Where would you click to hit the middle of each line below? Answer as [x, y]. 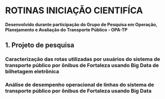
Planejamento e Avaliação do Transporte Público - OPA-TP [66, 30]
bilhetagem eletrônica [32, 71]
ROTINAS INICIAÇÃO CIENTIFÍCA [74, 11]
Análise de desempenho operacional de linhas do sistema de [80, 85]
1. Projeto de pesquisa [40, 45]
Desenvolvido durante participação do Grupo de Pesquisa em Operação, [81, 24]
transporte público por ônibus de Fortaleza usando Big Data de [82, 66]
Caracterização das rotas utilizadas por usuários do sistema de [82, 59]
